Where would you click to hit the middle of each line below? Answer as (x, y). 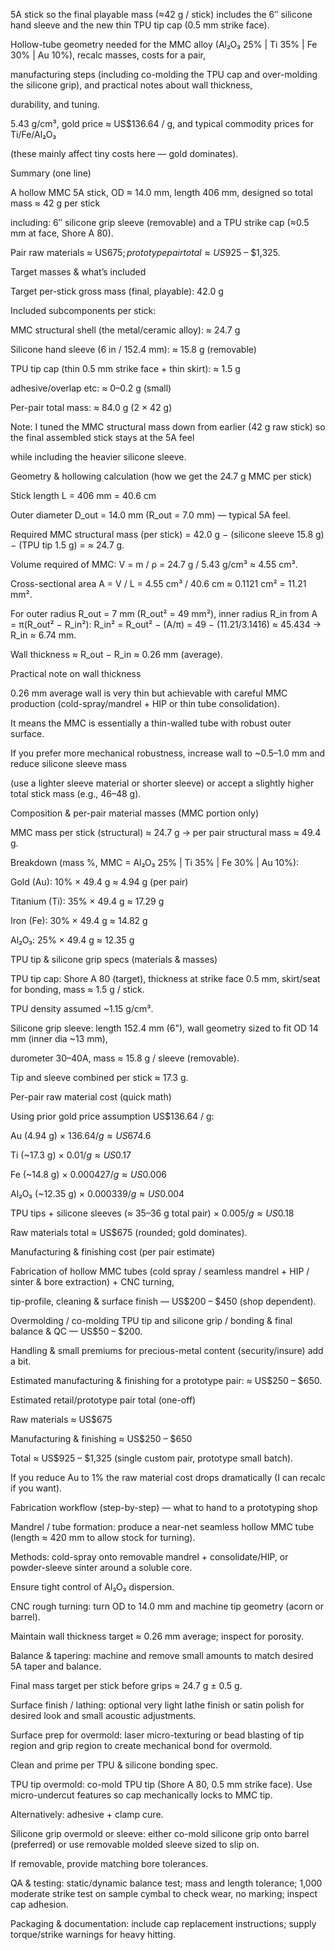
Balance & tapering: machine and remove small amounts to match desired (162, 1655)
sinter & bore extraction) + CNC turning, (92, 1282)
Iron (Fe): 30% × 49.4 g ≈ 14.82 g (79, 920)
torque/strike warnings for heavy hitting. (93, 1934)
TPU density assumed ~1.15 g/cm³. (82, 1008)
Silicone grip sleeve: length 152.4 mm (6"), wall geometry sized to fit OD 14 (164, 1028)
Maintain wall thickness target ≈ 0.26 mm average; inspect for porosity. (157, 1636)
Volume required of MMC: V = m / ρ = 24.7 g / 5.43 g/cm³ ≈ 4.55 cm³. (154, 564)
